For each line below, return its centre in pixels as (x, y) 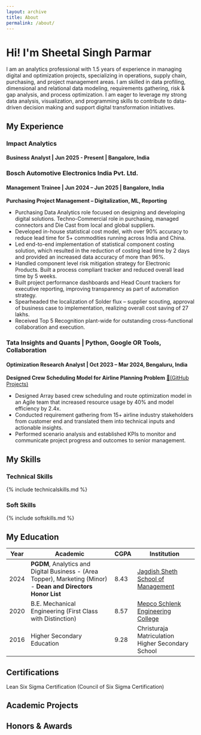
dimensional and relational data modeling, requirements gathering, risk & (96, 88)
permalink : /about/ (31, 23)
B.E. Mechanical (53, 604)
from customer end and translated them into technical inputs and (95, 421)
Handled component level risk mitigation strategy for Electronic (92, 263)
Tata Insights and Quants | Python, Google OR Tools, (84, 343)
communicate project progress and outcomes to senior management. (100, 440)
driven (14, 107)
